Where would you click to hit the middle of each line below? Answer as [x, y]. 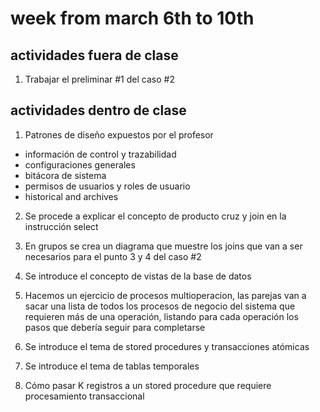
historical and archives [71, 196]
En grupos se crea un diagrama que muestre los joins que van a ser [163, 246]
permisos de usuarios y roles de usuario [107, 186]
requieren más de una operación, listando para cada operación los [161, 316]
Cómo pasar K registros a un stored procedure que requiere [148, 385]
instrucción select [61, 226]
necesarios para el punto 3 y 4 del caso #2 [113, 256]
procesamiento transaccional [84, 396]
